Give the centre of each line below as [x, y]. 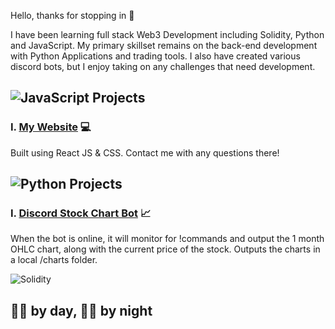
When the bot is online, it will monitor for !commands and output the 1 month [167, 239]
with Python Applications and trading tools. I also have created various [155, 56]
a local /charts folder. [54, 260]
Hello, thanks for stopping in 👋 [72, 15]
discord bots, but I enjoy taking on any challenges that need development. [163, 66]
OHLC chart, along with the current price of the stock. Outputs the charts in [165, 249]
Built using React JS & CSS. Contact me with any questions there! [145, 152]
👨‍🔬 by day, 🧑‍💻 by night [81, 310]
